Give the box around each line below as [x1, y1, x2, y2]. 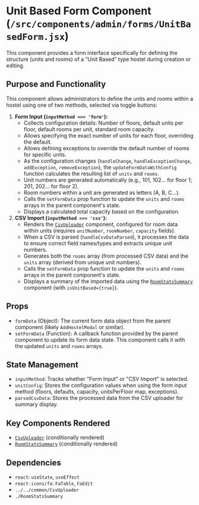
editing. [6, 61, 25, 69]
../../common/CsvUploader [14, 487, 79, 493]
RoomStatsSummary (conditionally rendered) [14, 440, 118, 448]
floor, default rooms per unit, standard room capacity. [23, 125, 155, 132]
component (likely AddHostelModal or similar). [14, 323, 125, 330]
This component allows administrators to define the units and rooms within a [6, 95, 194, 102]
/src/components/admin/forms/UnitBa [10, 19, 191, 30]
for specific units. [23, 151, 67, 158]
